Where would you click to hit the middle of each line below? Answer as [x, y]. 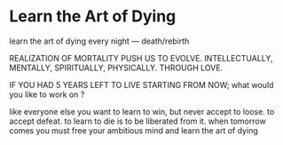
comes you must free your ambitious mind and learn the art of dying [134, 130]
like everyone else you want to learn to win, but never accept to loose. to [142, 111]
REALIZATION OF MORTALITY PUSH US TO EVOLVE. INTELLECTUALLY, [141, 58]
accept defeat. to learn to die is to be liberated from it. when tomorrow [138, 121]
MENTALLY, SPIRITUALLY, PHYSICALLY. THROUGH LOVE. [116, 68]
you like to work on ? [47, 94]
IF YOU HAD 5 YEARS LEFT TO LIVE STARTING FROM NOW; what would [141, 85]
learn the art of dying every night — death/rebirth [99, 41]
